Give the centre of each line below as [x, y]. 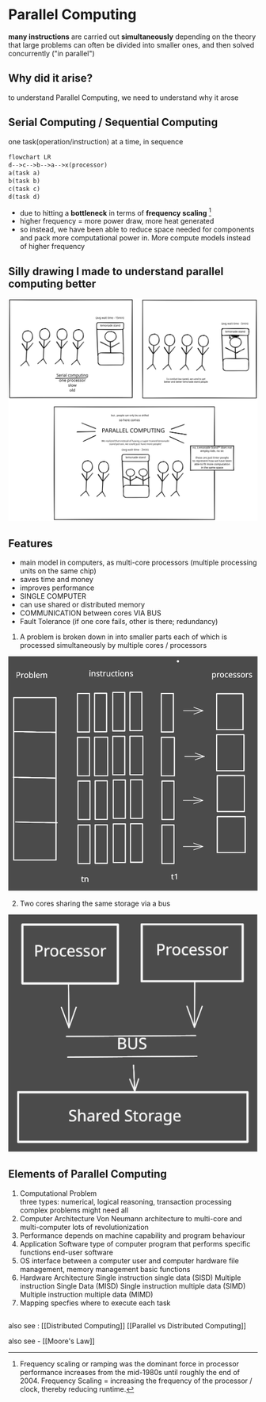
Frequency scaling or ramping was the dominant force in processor [129, 1364]
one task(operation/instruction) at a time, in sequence [96, 141]
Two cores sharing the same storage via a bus [95, 903]
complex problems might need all [74, 1210]
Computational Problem [58, 1193]
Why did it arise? [51, 78]
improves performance [57, 588]
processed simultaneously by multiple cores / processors [113, 645]
